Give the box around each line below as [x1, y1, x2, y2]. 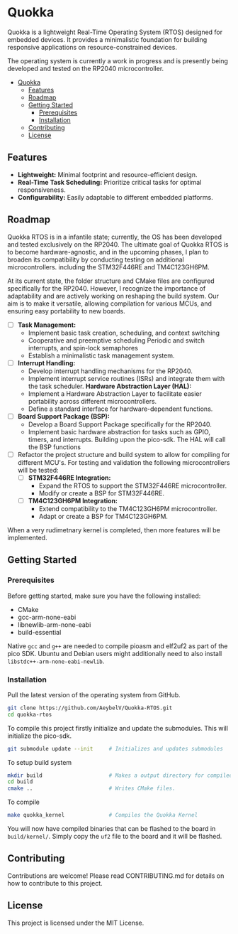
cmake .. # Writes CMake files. [7, 785, 176, 793]
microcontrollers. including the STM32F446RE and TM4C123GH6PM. [7, 262, 210, 271]
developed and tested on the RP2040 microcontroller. [7, 64, 164, 73]
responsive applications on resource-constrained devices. [7, 43, 177, 51]
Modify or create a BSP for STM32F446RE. [38, 488, 165, 498]
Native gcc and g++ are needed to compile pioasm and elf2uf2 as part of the [7, 641, 228, 650]
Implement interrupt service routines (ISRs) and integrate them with [28, 374, 225, 382]
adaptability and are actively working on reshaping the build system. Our [7, 291, 220, 300]
